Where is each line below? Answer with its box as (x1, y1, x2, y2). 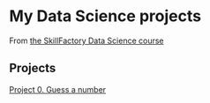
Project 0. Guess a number (9, 84, 107, 94)
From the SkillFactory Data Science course (9, 35, 165, 46)
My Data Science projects (9, 6, 201, 26)
